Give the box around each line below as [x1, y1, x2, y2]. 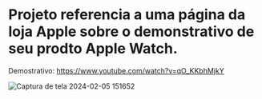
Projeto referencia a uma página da [8, 6, 246, 24]
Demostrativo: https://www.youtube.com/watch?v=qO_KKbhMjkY [8, 65, 224, 75]
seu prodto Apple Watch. [8, 40, 178, 57]
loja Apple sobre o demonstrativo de [8, 22, 255, 41]
